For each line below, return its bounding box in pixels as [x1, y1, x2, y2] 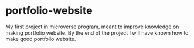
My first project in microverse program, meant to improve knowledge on [5, 23, 179, 30]
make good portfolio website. [5, 35, 76, 42]
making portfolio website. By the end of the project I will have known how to [5, 29, 189, 36]
